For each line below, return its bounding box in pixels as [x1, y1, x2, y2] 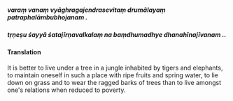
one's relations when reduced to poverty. [7, 86, 126, 94]
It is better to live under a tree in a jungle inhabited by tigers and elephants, [7, 63, 223, 72]
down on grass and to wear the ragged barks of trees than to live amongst [7, 78, 222, 86]
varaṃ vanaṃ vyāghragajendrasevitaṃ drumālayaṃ [7, 6, 166, 14]
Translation [7, 48, 41, 56]
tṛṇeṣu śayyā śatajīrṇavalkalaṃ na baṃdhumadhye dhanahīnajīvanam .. [7, 30, 227, 38]
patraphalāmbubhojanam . [7, 13, 88, 21]
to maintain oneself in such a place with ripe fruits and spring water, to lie [7, 70, 218, 79]
